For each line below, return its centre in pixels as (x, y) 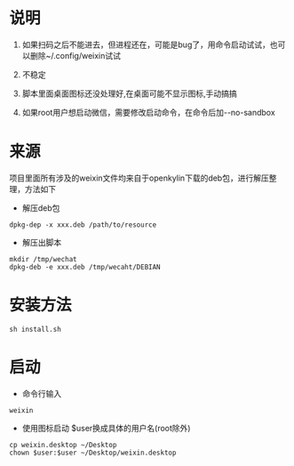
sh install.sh (36, 329)
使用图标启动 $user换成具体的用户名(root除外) (106, 428)
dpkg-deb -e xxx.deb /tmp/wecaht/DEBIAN (85, 267)
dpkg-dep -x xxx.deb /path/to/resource (83, 225)
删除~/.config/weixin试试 (75, 55)
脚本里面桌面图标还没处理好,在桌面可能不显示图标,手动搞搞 (129, 93)
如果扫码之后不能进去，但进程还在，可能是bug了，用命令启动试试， (146, 44)
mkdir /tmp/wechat (43, 259)
